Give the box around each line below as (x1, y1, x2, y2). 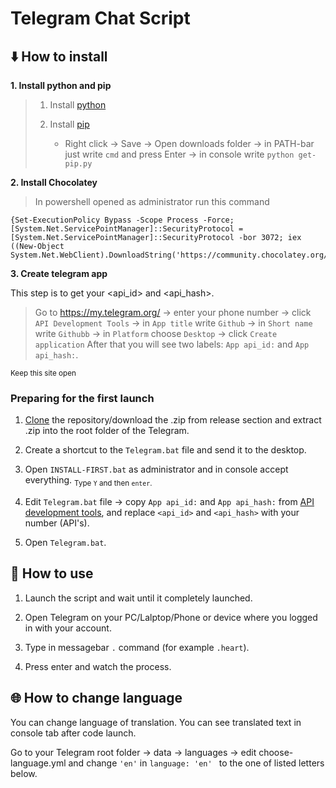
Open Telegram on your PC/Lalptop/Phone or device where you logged (24, 611, 318, 623)
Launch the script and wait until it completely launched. (24, 592, 253, 604)
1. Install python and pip (10, 80, 112, 91)
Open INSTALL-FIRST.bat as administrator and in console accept (24, 463, 289, 476)
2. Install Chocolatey (10, 177, 98, 188)
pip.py (64, 159, 93, 169)
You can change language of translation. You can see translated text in (10, 716, 302, 728)
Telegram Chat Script (10, 7, 191, 30)
